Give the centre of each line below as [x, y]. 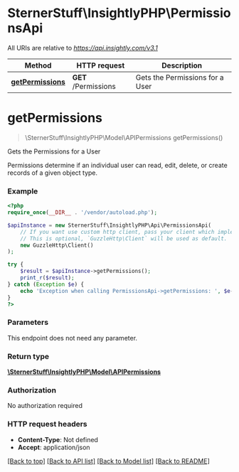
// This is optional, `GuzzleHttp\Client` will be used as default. [124, 238]
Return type [28, 356]
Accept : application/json [54, 447]
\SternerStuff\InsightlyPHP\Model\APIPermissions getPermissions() [124, 137]
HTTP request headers [47, 424]
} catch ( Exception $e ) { [46, 284]
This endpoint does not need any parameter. [72, 338]
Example [23, 191]
